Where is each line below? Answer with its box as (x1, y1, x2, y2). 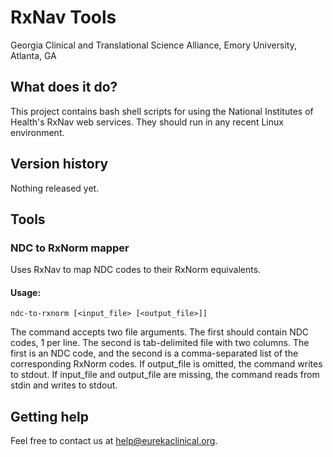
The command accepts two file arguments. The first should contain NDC (10, 326, 310, 338)
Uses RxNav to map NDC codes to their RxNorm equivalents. (10, 264, 262, 276)
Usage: (10, 286, 42, 298)
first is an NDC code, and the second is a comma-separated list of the (10, 347, 299, 360)
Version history (10, 156, 109, 173)
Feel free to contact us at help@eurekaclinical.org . (10, 435, 218, 447)
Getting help (10, 408, 89, 425)
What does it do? (10, 79, 118, 96)
